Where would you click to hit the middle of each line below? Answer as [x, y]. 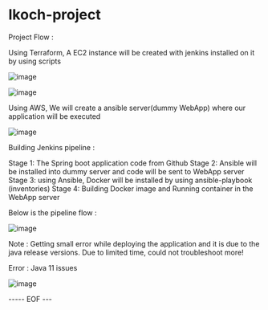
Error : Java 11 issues [43, 267]
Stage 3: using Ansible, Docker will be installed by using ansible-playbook [130, 180]
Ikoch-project [55, 15]
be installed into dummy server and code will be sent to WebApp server [126, 171]
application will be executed [55, 116]
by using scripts [35, 61]
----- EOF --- [30, 299]
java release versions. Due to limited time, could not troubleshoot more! [126, 252]
